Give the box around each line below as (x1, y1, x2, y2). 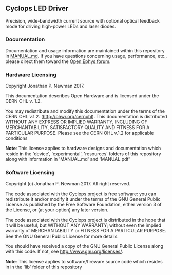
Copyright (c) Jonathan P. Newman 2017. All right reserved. (5, 180, 131, 186)
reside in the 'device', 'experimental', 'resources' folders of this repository (5, 151, 161, 157)
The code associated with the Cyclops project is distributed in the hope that (5, 217, 166, 223)
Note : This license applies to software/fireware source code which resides (5, 258, 163, 264)
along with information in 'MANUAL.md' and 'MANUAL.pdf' (5, 156, 130, 162)
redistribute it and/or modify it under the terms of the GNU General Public (5, 196, 161, 202)
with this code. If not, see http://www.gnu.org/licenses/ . (5, 248, 123, 255)
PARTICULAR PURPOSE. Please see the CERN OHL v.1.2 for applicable (5, 130, 154, 136)
